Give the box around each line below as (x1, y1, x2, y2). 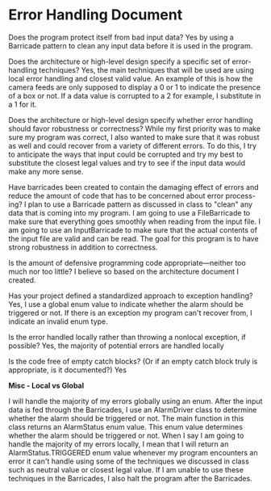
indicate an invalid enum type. (8, 317, 109, 326)
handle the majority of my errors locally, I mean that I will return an (8, 439, 229, 449)
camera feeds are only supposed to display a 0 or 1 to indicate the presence (8, 82, 261, 92)
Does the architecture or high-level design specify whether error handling (8, 115, 253, 124)
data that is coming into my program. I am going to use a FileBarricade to (8, 208, 251, 217)
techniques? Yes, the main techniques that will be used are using (39, 65, 254, 74)
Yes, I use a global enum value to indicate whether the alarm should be (8, 299, 244, 308)
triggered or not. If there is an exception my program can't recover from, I (8, 308, 252, 317)
